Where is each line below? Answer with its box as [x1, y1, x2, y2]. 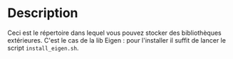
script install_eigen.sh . [7, 43, 79, 52]
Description [7, 5, 78, 21]
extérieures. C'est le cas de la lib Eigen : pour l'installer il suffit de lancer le [7, 36, 227, 44]
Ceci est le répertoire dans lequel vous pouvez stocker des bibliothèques [7, 28, 222, 37]
